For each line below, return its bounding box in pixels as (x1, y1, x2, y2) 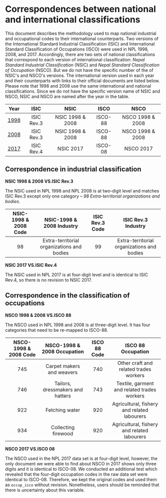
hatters (54, 392, 71, 399)
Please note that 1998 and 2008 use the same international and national (5, 83, 152, 89)
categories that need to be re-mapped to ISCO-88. (5, 327, 109, 333)
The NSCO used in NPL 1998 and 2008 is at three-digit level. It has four (5, 322, 151, 328)
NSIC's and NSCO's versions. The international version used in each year (5, 72, 155, 78)
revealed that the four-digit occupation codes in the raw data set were (5, 471, 148, 477)
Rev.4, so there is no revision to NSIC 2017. (5, 277, 92, 283)
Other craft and (117, 359, 153, 366)
